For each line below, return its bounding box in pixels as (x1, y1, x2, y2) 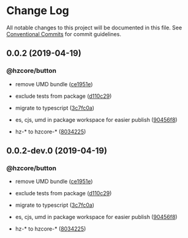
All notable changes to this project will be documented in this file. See (6, 24, 182, 31)
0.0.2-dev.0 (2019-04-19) (6, 146, 107, 156)
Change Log (6, 4, 69, 18)
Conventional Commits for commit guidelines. (6, 30, 121, 37)
